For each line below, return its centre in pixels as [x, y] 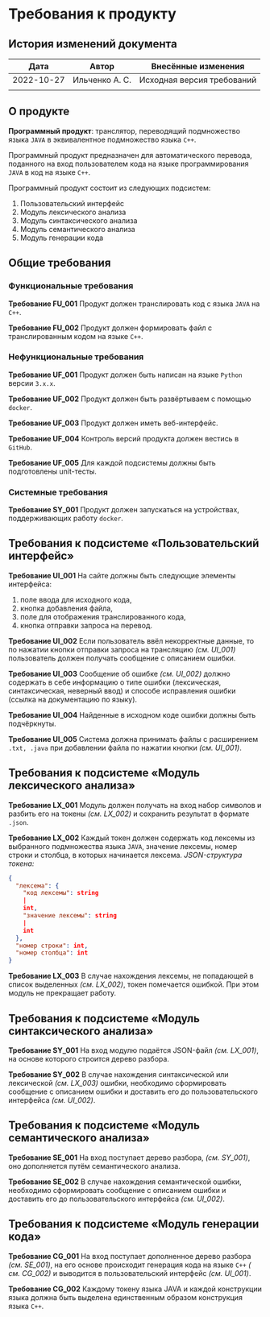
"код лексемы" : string [61, 893]
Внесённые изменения [198, 66]
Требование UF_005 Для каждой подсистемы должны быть [112, 462]
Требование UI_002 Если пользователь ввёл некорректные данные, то [131, 640]
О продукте [39, 112]
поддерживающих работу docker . [66, 518]
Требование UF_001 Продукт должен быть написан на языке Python [126, 375]
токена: [21, 864]
